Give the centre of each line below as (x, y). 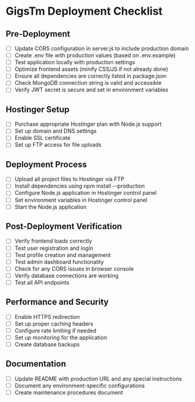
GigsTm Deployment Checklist (84, 11)
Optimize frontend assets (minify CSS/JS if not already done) (91, 69)
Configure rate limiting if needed (55, 331)
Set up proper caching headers (54, 323)
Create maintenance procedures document (69, 392)
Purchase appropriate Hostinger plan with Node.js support (88, 124)
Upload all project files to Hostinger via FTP (69, 179)
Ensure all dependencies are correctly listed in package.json (90, 76)
